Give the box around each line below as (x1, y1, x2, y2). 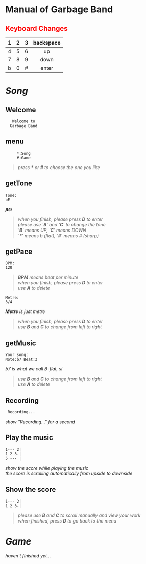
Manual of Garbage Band (5, 4, 113, 15)
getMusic (5, 339, 36, 347)
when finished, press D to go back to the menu (17, 517, 116, 524)
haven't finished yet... (5, 552, 51, 559)
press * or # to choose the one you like (17, 164, 100, 170)
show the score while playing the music (5, 465, 89, 471)
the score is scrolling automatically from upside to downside (5, 470, 133, 476)
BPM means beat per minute (17, 274, 78, 280)
